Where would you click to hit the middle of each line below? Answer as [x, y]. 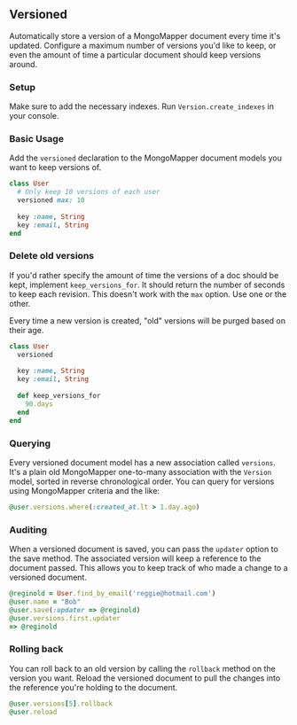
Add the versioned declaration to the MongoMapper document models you [145, 158]
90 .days [39, 404]
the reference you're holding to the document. [94, 687]
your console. [34, 116]
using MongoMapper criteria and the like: [85, 490]
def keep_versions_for [59, 396]
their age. [27, 330]
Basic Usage [37, 139]
